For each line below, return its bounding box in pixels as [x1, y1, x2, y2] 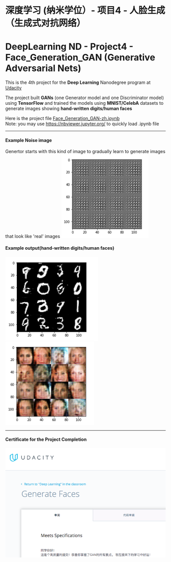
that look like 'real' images [5, 233, 60, 240]
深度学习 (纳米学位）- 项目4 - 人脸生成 [5, 5, 165, 16]
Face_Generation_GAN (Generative [5, 52, 155, 64]
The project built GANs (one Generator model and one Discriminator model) [5, 95, 164, 101]
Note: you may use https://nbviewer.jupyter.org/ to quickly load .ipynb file [5, 121, 159, 127]
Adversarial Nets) [5, 63, 81, 74]
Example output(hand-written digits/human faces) [5, 245, 115, 251]
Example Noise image [5, 137, 52, 143]
